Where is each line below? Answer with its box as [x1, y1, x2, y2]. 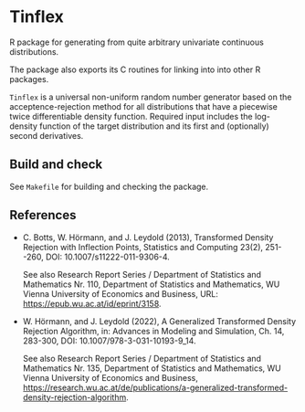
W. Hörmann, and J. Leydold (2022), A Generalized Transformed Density [22, 315, 297, 326]
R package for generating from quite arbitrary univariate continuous [9, 37, 265, 48]
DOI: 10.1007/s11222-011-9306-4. [45, 251, 171, 262]
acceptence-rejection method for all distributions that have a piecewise [9, 100, 279, 111]
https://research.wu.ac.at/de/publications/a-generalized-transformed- [22, 382, 289, 393]
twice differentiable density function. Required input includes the [9, 111, 253, 121]
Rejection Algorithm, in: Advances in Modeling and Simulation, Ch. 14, [22, 325, 285, 336]
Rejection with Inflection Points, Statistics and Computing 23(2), [22, 241, 263, 252]
